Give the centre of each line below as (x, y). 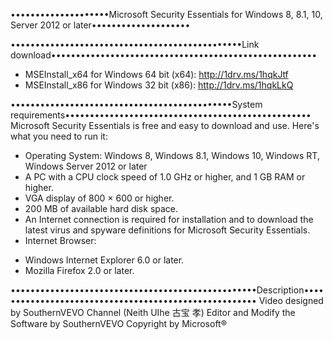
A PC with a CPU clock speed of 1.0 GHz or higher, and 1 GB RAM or (165, 177)
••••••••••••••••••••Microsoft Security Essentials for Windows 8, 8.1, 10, (166, 14)
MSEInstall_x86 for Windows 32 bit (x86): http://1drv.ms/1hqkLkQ (159, 85)
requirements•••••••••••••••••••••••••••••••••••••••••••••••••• (161, 115)
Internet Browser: (60, 240)
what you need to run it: (59, 136)
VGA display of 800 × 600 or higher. (99, 198)
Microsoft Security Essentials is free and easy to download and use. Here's (165, 125)
